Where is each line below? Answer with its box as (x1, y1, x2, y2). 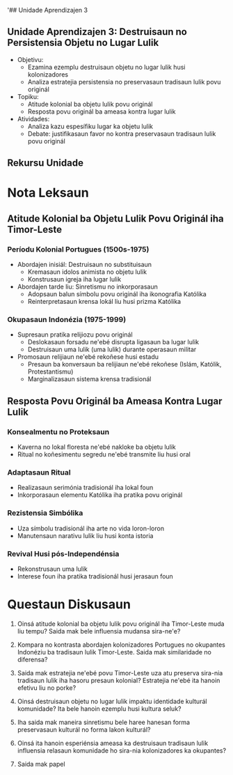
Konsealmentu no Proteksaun (7, 427, 110, 436)
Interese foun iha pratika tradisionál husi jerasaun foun (17, 571, 174, 581)
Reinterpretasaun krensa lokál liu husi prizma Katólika (27, 298, 182, 306)
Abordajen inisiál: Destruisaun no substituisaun (17, 261, 152, 269)
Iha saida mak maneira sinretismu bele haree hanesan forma (17, 718, 190, 726)
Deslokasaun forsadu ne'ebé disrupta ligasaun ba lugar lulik (27, 338, 200, 346)
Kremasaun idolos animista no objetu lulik (27, 268, 147, 276)
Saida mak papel (17, 760, 65, 768)
